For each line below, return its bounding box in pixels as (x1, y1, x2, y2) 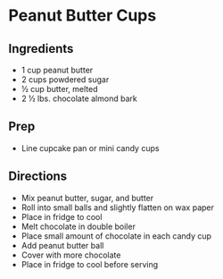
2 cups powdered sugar (21, 74, 110, 85)
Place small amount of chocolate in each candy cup (21, 230, 211, 241)
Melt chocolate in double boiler (21, 221, 136, 232)
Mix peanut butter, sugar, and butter (21, 192, 154, 203)
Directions (8, 169, 68, 184)
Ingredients (8, 41, 74, 56)
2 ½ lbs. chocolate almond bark (21, 93, 137, 104)
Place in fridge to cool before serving (21, 258, 159, 269)
